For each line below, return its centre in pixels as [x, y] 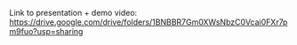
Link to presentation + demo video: [73, 13]
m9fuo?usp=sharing [46, 31]
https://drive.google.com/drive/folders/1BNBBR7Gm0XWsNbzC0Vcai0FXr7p [148, 22]
